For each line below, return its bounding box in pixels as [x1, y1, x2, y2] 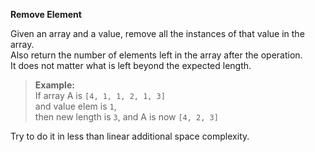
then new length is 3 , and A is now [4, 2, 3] [34, 111, 219, 123]
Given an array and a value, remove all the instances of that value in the [10, 28, 305, 39]
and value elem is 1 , [34, 100, 117, 112]
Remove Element [10, 9, 82, 20]
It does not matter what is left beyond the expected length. [10, 60, 252, 71]
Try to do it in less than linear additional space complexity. [10, 130, 250, 142]
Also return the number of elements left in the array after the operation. [10, 49, 303, 61]
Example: [34, 79, 75, 91]
